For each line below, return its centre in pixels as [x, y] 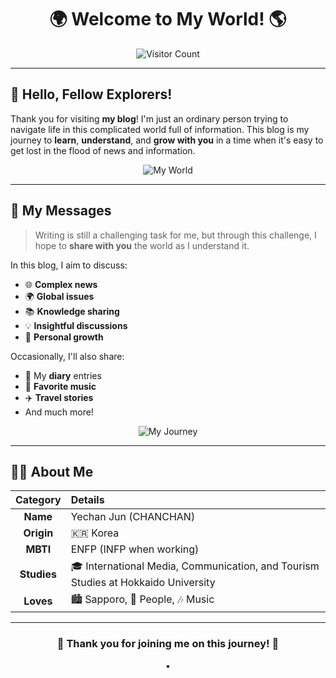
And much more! [59, 412]
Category [38, 500]
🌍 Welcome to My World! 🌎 [168, 19]
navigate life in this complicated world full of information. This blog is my [160, 129]
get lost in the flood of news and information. [103, 150]
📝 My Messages [61, 211]
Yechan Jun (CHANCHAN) [133, 517]
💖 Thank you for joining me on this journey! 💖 [168, 644]
